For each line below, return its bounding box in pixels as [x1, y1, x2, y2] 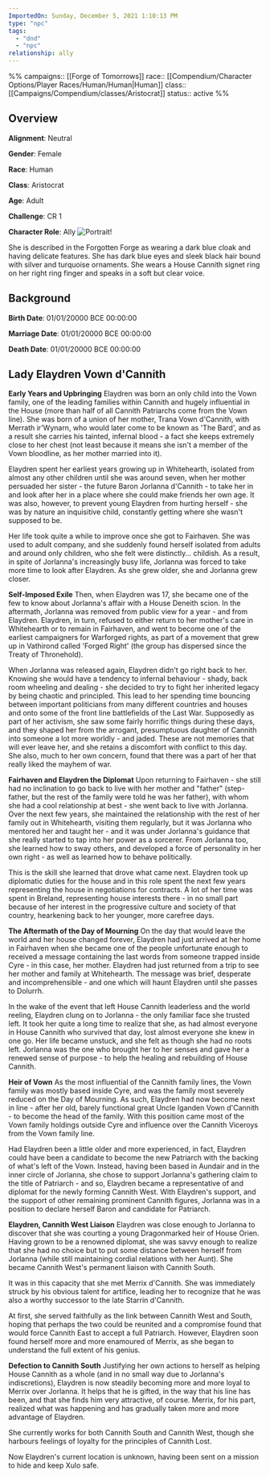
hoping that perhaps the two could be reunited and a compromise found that [8, 1319, 262, 1330]
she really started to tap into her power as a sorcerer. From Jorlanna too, [8, 835, 249, 845]
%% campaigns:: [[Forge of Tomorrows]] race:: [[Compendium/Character [8, 72, 252, 81]
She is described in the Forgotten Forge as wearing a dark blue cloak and [8, 243, 252, 252]
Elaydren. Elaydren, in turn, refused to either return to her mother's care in [8, 616, 254, 625]
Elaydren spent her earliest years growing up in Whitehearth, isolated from [8, 464, 255, 474]
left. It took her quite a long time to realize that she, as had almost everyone [8, 1019, 258, 1028]
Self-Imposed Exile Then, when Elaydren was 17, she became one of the [8, 590, 249, 600]
